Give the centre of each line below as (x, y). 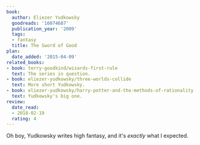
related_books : (25, 62)
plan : (13, 51)
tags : (19, 34)
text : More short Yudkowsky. (48, 85)
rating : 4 (24, 118)
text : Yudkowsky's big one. (47, 96)
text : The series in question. (51, 74)
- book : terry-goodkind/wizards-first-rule (62, 68)
